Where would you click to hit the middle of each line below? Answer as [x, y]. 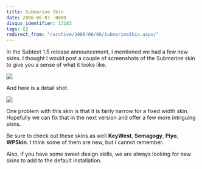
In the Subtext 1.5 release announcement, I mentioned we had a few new [97, 52]
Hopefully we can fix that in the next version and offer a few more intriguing [101, 118]
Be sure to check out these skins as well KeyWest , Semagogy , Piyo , [92, 136]
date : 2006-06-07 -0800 [37, 18]
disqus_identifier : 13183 [39, 23]
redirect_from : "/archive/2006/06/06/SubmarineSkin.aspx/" [83, 35]
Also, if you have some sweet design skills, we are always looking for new [99, 154]
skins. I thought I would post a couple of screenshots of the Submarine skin [101, 58]
